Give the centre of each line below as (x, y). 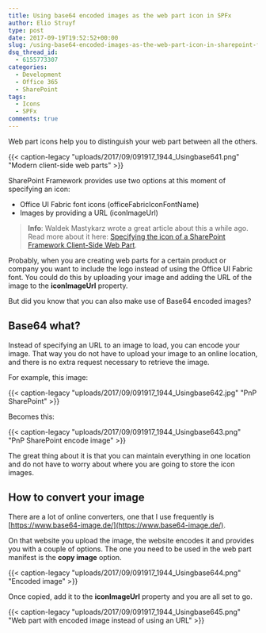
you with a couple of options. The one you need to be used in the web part (130, 549)
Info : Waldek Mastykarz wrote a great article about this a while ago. (138, 228)
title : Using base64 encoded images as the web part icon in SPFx (120, 15)
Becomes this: (32, 416)
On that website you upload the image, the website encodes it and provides (131, 540)
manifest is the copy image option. (65, 557)
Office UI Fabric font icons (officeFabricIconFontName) (109, 204)
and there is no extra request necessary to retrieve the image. (109, 362)
